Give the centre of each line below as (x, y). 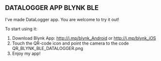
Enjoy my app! (26, 53)
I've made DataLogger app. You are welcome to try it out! (62, 19)
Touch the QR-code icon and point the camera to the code (70, 43)
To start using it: (21, 29)
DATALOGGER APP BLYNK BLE (52, 8)
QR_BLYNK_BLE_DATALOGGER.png (48, 48)
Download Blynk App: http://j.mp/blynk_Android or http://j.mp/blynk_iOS (84, 38)
